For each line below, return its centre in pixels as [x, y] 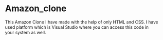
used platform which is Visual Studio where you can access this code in [77, 27]
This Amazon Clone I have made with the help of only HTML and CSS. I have [81, 22]
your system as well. [26, 32]
